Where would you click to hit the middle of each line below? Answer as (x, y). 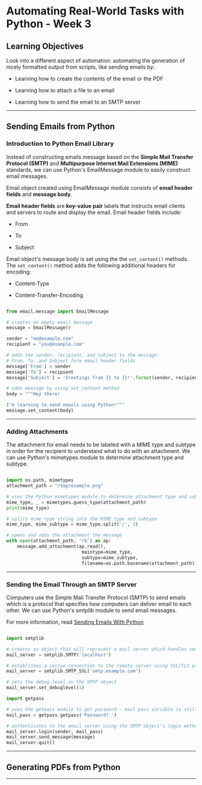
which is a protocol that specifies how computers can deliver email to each (99, 604)
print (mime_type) (28, 508)
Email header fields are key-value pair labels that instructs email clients (96, 205)
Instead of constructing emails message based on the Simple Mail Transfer (100, 157)
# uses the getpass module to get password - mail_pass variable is (94, 709)
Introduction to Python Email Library (60, 144)
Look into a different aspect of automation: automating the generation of (96, 61)
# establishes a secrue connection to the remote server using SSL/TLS (98, 666)
